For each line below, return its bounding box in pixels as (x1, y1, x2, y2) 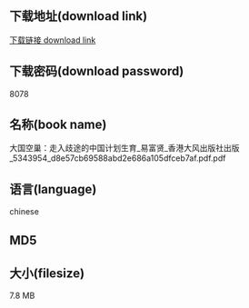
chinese (9, 206, 39, 217)
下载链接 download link (9, 35, 96, 45)
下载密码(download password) (9, 64, 184, 79)
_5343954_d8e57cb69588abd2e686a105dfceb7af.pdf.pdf (9, 153, 226, 164)
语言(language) (9, 181, 97, 197)
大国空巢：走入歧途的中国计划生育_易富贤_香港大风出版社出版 (9, 143, 240, 154)
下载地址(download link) (9, 8, 148, 25)
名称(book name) (9, 117, 107, 133)
